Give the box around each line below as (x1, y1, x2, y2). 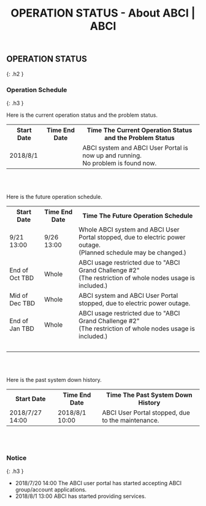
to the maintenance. (102, 416, 159, 424)
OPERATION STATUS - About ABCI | (10, 6, 196, 20)
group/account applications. (15, 486, 87, 494)
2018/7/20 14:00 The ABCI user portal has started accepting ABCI (15, 480, 182, 487)
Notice (6, 453, 27, 462)
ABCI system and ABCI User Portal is (82, 143, 188, 152)
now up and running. (82, 151, 142, 160)
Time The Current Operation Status (86, 126, 193, 134)
